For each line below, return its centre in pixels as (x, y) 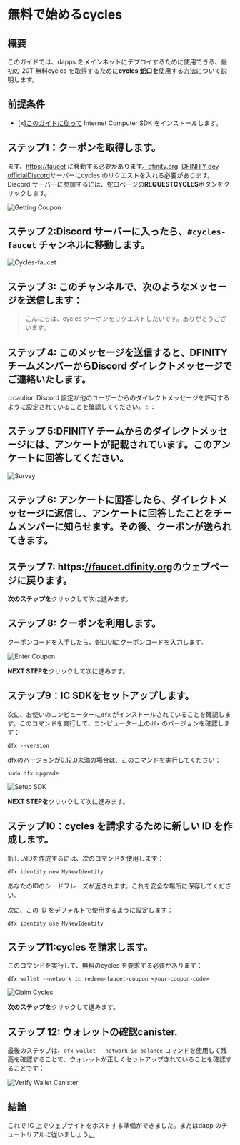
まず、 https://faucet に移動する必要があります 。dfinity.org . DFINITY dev (113, 166)
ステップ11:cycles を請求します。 (80, 947)
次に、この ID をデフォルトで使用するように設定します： (90, 910)
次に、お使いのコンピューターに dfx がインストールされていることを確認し (116, 714)
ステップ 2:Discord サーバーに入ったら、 (97, 232)
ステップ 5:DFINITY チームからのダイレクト (104, 431)
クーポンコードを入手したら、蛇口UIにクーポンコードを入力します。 (107, 642)
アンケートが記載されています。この (133, 445)
